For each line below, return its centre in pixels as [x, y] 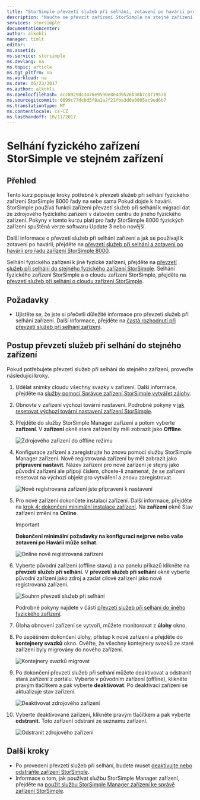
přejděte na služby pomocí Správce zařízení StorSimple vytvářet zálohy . [103, 393]
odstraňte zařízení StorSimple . [52, 771]
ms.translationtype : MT [36, 106]
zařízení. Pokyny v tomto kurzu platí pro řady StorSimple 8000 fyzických [96, 220]
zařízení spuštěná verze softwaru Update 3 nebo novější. [76, 227]
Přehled [21, 181]
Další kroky [28, 751]
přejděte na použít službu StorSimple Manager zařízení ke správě [95, 784]
